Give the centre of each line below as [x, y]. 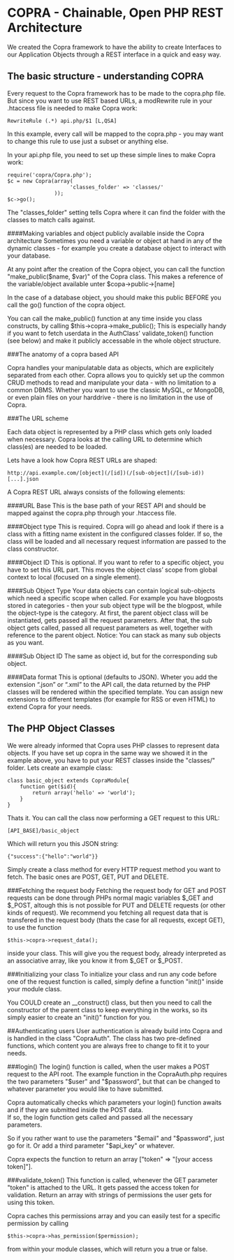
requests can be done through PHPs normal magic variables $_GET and [110, 898]
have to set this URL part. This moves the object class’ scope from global [112, 570]
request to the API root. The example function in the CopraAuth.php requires [117, 1074]
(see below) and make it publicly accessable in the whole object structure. [114, 341]
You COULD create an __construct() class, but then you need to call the [110, 1002]
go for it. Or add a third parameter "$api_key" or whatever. [91, 1146]
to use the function [34, 927]
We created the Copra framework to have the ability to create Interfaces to [115, 47]
